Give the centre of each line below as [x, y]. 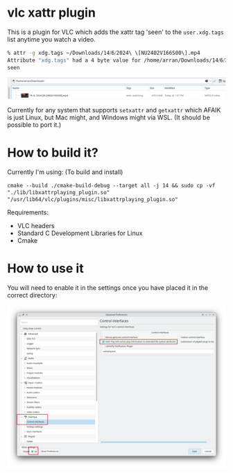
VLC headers [36, 225]
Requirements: [28, 212]
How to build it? [53, 152]
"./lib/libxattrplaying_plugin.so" [59, 192]
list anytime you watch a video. [51, 39]
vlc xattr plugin [51, 13]
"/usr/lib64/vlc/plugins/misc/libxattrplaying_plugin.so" [93, 199]
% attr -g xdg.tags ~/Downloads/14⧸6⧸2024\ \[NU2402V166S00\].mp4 [104, 53]
